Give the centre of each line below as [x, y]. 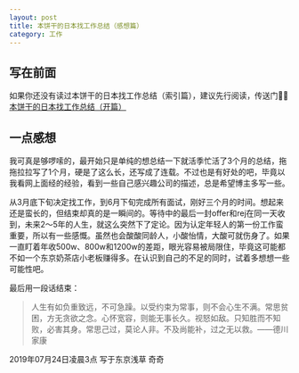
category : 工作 [36, 34]
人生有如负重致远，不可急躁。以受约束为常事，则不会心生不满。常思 [156, 307]
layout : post [33, 17]
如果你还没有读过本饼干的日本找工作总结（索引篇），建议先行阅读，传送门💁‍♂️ [149, 95]
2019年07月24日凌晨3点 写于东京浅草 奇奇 [87, 359]
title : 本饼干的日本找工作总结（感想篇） [77, 26]
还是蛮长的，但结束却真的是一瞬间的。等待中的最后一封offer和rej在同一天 [143, 213]
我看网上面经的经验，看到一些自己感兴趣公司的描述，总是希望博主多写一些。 [149, 183]
